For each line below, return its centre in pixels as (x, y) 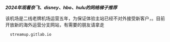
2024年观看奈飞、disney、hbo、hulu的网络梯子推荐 (61, 7)
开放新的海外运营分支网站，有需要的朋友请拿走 (55, 25)
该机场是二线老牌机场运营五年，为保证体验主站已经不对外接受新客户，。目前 (85, 18)
